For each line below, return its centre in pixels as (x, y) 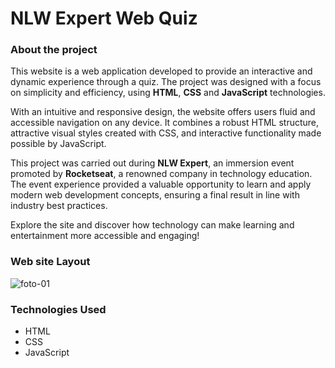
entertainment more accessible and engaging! (105, 236)
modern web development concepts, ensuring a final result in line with (155, 195)
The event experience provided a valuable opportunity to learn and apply (161, 184)
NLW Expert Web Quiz (104, 18)
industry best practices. (59, 206)
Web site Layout (50, 262)
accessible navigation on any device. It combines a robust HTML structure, (165, 123)
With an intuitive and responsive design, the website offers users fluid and (163, 112)
